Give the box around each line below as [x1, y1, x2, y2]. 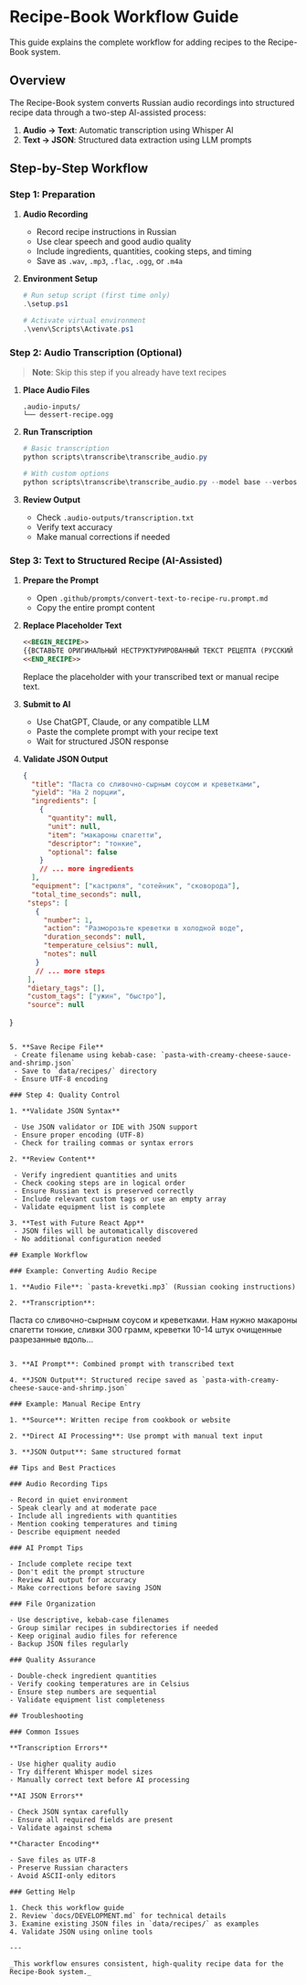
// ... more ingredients [39, 865, 134, 874]
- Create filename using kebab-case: [13, 1051, 157, 1060]
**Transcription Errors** [9, 1744, 108, 1753]
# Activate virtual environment [22, 316, 146, 325]
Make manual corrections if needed [36, 531, 171, 542]
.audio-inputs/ [22, 402, 81, 412]
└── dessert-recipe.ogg [22, 410, 114, 419]
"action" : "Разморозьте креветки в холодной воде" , [43, 924, 245, 933]
